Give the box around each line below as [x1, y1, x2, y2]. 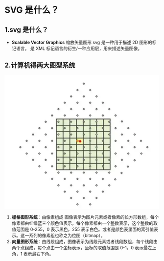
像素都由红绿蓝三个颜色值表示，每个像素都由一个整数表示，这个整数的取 [11, 220, 158, 226]
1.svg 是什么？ [4, 25, 48, 34]
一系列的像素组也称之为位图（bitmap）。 [24, 233, 106, 238]
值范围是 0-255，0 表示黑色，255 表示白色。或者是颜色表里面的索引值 [11, 226, 154, 233]
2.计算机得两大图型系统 [4, 61, 75, 70]
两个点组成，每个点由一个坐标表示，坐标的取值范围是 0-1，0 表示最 [11, 245, 148, 251]
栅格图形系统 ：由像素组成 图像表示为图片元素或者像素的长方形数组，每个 [11, 214, 159, 220]
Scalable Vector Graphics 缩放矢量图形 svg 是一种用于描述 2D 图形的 [11, 40, 152, 45]
